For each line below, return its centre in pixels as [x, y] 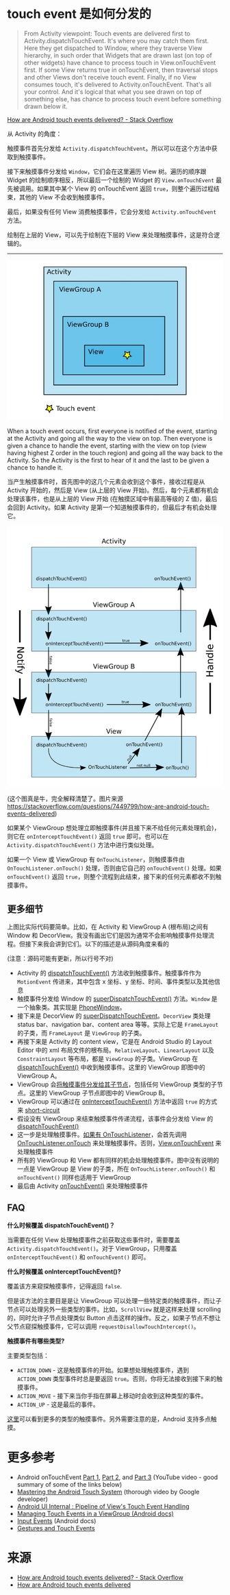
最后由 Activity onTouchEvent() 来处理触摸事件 [82, 1186]
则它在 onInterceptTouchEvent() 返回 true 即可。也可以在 [88, 836]
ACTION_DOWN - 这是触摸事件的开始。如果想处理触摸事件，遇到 [103, 1370]
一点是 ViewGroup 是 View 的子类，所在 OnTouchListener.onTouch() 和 [116, 1169]
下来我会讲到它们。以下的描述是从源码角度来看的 [100, 944]
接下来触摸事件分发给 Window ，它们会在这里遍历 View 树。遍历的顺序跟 [107, 171]
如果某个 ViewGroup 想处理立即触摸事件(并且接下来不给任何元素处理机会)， [114, 828]
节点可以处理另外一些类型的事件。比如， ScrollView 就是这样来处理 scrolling [114, 1309]
